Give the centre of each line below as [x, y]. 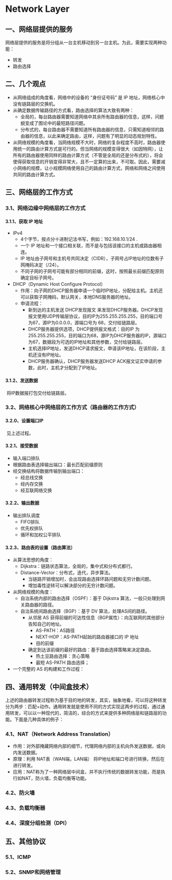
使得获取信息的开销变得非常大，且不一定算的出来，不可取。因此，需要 [87, 161]
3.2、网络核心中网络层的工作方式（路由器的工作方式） [72, 408]
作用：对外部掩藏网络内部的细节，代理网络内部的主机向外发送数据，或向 [89, 746]
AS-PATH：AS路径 [55, 631]
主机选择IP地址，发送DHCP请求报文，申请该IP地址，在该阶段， [94, 349]
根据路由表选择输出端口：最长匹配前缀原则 [58, 464]
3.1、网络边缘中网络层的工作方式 [46, 208]
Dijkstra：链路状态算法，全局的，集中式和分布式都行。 [78, 566]
